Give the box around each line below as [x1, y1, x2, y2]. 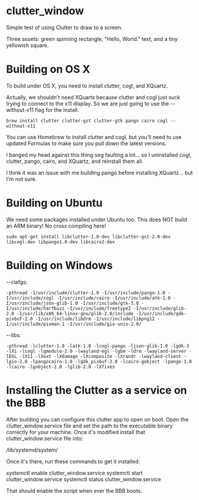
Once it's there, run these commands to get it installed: [6, 458, 140, 465]
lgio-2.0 [6, 359, 28, 364]
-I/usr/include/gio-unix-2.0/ [67, 321, 142, 327]
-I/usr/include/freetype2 [67, 305, 131, 312]
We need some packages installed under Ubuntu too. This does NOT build [6, 216, 188, 223]
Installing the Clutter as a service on [6, 383, 188, 397]
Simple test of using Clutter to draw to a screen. [6, 24, 123, 31]
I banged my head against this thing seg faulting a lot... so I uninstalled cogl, [6, 151, 192, 158]
